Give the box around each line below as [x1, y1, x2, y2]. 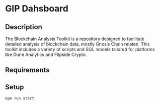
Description [5, 23, 42, 31]
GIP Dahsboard [5, 3, 69, 14]
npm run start [5, 96, 35, 101]
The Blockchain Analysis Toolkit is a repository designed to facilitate [5, 36, 145, 42]
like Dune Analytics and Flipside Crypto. [5, 52, 87, 57]
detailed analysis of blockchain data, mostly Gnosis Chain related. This [5, 41, 150, 47]
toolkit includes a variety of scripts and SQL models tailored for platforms [5, 47, 155, 52]
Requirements [5, 66, 50, 74]
